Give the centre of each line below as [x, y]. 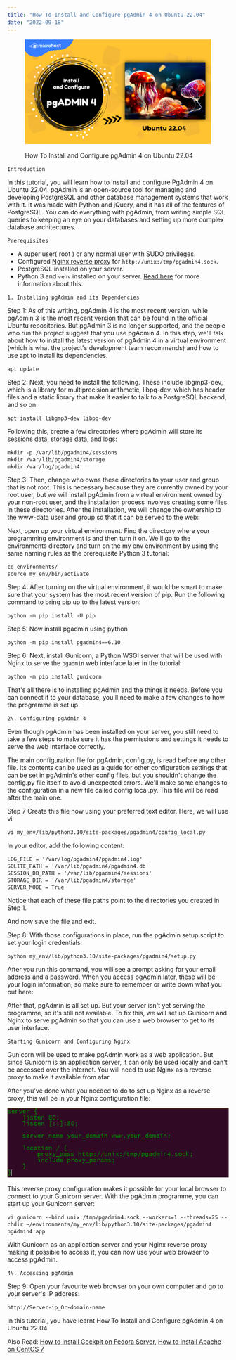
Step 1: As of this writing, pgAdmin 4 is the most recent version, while [108, 310]
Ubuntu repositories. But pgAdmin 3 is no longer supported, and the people [117, 326]
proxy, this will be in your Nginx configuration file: [79, 1098]
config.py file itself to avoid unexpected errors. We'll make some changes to [117, 783]
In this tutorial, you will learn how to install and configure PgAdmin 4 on [110, 182]
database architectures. [41, 227]
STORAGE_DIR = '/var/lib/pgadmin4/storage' [72, 880]
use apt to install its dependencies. [58, 355]
